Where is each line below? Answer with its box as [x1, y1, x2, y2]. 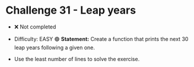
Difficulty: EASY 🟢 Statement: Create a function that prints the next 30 [14, 35, 189, 42]
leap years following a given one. [14, 44, 96, 51]
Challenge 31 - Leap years [5, 4, 136, 17]
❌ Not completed [14, 23, 56, 30]
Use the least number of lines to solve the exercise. [14, 55, 140, 62]
